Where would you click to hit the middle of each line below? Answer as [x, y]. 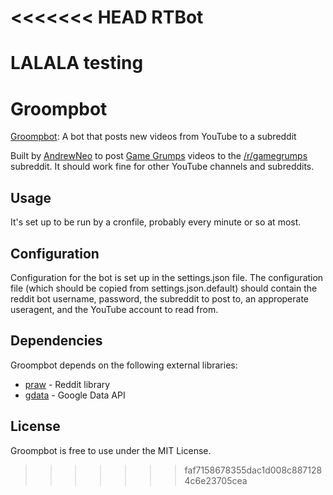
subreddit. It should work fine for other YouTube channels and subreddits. [162, 167]
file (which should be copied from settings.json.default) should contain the [164, 288]
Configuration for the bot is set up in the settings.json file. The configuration [167, 277]
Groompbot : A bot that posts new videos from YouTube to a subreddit [153, 137]
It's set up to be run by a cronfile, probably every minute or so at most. [156, 222]
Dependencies [56, 341]
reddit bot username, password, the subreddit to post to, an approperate [160, 298]
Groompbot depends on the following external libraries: [124, 365]
